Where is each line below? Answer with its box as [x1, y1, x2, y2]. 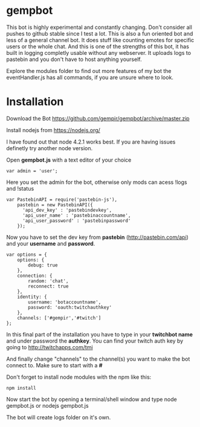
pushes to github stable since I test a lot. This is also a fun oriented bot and [6, 30, 193, 37]
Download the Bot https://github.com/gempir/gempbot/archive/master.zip [6, 115, 190, 122]
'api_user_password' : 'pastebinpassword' [22, 218, 131, 224]
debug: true [28, 262, 59, 268]
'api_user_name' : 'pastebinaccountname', [22, 212, 131, 218]
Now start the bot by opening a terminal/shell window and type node [6, 396, 177, 403]
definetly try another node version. [6, 144, 93, 151]
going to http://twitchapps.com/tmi [6, 343, 93, 350]
